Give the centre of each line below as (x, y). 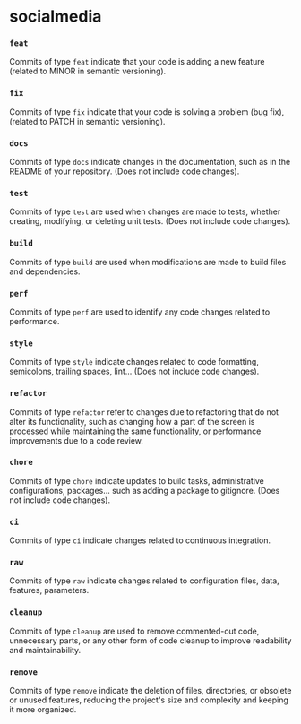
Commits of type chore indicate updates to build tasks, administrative (137, 480)
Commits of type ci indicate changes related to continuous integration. (140, 540)
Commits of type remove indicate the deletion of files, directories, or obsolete (150, 691)
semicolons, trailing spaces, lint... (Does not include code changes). (134, 371)
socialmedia (56, 17)
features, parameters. (49, 590)
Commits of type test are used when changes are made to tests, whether (145, 211)
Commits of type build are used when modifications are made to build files (148, 262)
